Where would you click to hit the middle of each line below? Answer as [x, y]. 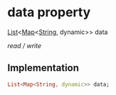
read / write [24, 45]
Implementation [43, 68]
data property [49, 12]
